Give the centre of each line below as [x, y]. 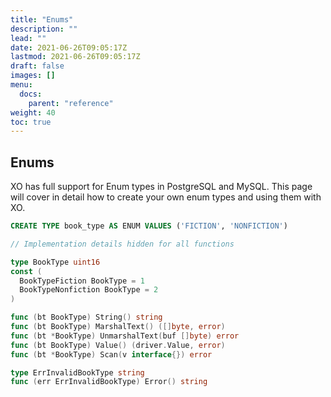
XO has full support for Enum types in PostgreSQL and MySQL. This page [161, 187]
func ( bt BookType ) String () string [86, 317]
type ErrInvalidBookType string [77, 372]
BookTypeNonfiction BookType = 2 [89, 290]
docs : [31, 94]
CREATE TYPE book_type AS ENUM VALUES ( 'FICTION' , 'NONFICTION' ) [149, 226]
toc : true [31, 122]
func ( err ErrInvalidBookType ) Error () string [109, 382]
